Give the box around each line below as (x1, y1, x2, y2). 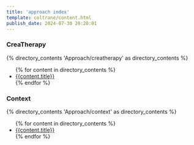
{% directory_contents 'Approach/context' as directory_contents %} (6, 108, 177, 115)
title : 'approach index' (6, 9, 70, 15)
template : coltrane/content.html (6, 15, 92, 21)
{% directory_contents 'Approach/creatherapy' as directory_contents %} (6, 54, 188, 62)
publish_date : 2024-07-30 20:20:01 (6, 20, 97, 26)
